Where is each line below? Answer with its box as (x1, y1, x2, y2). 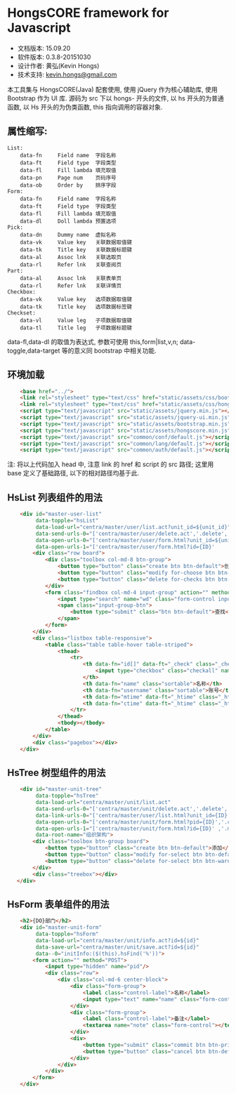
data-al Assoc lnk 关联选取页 (20, 253, 122, 261)
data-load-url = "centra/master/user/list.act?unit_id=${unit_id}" (35, 523, 231, 531)
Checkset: (7, 309, 37, 317)
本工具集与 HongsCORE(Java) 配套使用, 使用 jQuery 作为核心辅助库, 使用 (7, 85, 218, 93)
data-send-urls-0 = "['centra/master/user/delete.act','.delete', (35, 530, 228, 537)
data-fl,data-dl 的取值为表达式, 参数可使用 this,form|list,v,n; (7, 337, 178, 345)
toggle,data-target (7, 346, 60, 355)
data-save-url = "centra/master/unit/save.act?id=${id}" (35, 943, 199, 951)
